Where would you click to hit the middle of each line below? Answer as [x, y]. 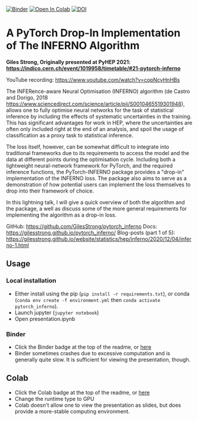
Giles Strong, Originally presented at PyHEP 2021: [69, 62]
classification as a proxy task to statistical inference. [70, 135]
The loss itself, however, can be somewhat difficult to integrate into [88, 147]
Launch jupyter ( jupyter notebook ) [57, 312]
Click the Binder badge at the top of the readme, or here [83, 347]
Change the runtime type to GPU [54, 398]
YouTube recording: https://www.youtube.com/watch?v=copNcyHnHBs [93, 79]
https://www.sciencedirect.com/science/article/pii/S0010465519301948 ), [95, 104]
